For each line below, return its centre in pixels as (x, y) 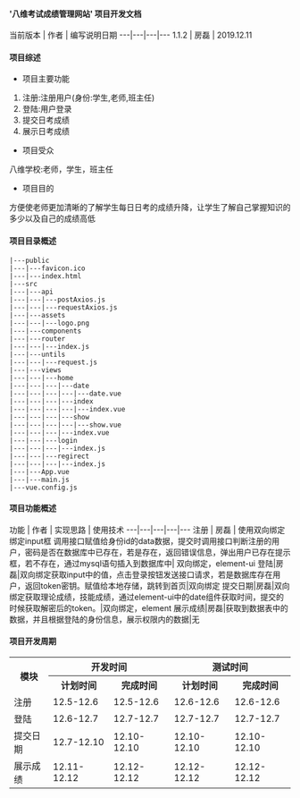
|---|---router (37, 339)
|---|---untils (37, 354)
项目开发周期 (33, 641)
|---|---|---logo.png (50, 323)
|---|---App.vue (39, 471)
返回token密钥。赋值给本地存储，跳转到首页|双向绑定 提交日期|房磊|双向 (157, 585)
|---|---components (46, 331)
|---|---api (31, 292)
